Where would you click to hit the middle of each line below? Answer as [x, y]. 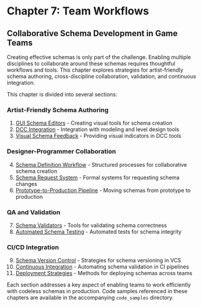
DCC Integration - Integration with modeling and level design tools [97, 129]
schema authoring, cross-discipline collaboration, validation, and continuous [102, 76]
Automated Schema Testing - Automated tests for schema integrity [99, 231]
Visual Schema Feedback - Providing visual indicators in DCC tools [98, 136]
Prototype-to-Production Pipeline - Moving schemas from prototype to [103, 190]
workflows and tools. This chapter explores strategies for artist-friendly [95, 70]
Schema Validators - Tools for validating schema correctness [91, 225]
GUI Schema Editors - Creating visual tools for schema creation [94, 123]
